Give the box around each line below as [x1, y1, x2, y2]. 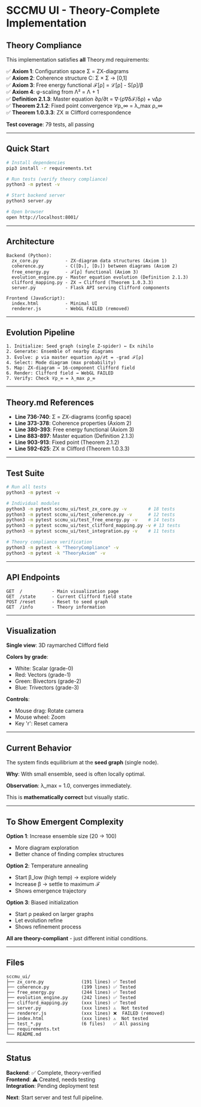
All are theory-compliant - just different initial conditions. [6, 934, 148, 942]
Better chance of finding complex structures [14, 850, 124, 857]
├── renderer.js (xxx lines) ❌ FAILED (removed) [6, 1010, 166, 1016]
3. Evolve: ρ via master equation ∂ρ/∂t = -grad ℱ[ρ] [6, 355, 144, 361]
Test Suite [6, 468, 45, 478]
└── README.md [6, 1031, 42, 1037]
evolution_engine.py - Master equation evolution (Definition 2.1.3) [11, 274, 188, 280]
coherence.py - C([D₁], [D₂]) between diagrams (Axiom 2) [11, 263, 178, 269]
